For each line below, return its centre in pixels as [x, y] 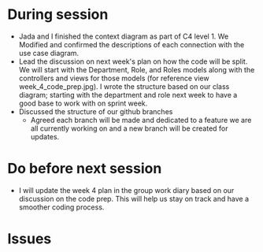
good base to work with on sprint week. [83, 103]
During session [58, 15]
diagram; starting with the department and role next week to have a [128, 94]
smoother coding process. [61, 207]
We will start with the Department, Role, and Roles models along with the [137, 69]
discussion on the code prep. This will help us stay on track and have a [134, 198]
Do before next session [85, 169]
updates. [45, 136]
